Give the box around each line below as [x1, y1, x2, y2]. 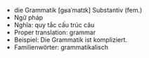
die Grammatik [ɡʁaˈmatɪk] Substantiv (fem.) [13, 6, 143, 14]
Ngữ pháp [13, 13, 44, 22]
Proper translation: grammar [13, 28, 96, 36]
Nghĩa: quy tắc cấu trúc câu [13, 21, 95, 29]
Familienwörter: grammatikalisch [13, 43, 109, 51]
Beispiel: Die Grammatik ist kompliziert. [13, 36, 128, 44]
